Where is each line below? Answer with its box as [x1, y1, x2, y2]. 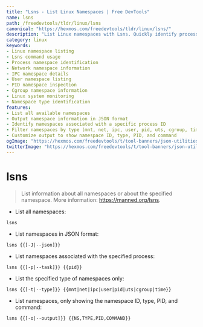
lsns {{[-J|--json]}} [6, 242, 61, 248]
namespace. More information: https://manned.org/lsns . [21, 196, 161, 203]
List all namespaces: [14, 208, 66, 215]
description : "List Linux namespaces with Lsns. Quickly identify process [6, 31, 199, 37]
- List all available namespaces [6, 110, 91, 116]
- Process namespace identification [6, 59, 98, 65]
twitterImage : [6, 143, 42, 150]
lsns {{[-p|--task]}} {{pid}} [6, 264, 83, 270]
